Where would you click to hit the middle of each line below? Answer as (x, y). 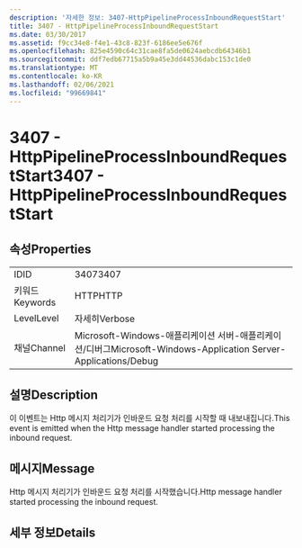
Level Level (36, 318)
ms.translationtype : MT (54, 68)
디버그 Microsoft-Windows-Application (168, 349)
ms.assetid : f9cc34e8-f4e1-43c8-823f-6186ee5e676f (106, 43)
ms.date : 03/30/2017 (48, 34)
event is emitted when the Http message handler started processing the (142, 428)
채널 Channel (40, 347)
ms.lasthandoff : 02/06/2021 (62, 85)
